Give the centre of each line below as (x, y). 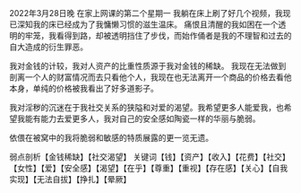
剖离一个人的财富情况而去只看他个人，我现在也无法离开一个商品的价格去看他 (150, 77)
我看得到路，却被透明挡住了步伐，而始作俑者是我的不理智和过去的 (170, 35)
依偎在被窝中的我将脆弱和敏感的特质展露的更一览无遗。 (111, 138)
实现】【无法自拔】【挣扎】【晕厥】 (70, 179)
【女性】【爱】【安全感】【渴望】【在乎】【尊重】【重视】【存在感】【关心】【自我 (149, 168)
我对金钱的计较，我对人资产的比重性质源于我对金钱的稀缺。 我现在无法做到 (148, 66)
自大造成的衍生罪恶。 (48, 47)
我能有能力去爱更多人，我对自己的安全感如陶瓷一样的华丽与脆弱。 (138, 118)
